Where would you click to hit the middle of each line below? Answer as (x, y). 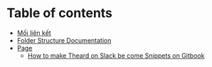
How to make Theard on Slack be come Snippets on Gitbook (116, 56)
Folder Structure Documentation (64, 40)
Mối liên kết (34, 33)
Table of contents (60, 13)
